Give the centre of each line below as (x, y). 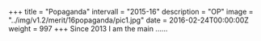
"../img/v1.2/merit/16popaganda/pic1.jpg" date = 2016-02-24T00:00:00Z (128, 20)
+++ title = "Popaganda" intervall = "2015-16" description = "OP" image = (131, 12)
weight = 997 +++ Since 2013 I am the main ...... (88, 29)
